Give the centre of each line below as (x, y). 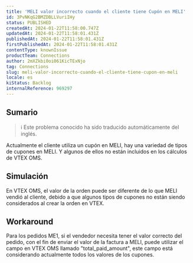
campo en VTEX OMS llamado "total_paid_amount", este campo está (89, 248)
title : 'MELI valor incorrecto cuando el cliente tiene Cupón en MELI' (96, 12)
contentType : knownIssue (37, 50)
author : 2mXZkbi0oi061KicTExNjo (46, 61)
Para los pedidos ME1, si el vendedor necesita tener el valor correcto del (94, 236)
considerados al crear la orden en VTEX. (55, 203)
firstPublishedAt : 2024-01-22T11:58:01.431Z (62, 45)
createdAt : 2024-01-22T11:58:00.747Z (53, 28)
